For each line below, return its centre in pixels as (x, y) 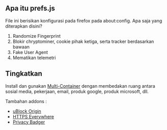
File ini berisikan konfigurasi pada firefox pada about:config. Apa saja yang (84, 20)
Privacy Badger (29, 122)
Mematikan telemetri (34, 58)
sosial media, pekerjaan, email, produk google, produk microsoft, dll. (77, 91)
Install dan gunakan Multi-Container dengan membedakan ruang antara (80, 86)
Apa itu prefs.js (30, 8)
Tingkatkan (24, 74)
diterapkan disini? (24, 26)
